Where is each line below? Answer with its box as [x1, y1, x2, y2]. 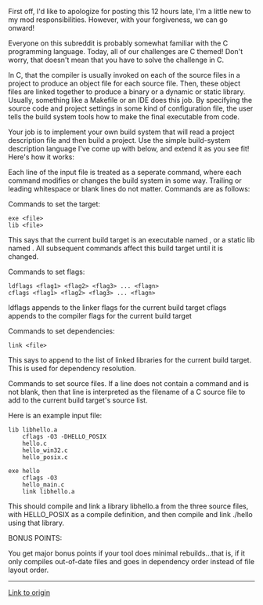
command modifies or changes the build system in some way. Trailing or [8, 176, 242, 185]
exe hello [8, 467, 41, 475]
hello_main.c [22, 481, 65, 489]
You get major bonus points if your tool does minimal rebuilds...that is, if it [8, 549, 245, 558]
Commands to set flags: [8, 267, 85, 276]
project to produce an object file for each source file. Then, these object [8, 78, 241, 88]
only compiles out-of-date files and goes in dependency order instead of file [8, 557, 255, 566]
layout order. [8, 565, 49, 574]
